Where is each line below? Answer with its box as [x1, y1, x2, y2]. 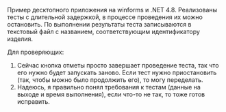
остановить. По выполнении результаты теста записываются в [7, 20, 192, 28]
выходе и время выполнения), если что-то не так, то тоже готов [16, 90, 205, 98]
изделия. [7, 35, 33, 43]
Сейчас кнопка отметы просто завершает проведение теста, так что [16, 61, 219, 69]
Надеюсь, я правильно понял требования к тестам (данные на [16, 83, 201, 91]
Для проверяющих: [7, 48, 64, 56]
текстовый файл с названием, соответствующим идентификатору [7, 27, 201, 36]
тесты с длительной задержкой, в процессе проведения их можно [7, 13, 203, 21]
